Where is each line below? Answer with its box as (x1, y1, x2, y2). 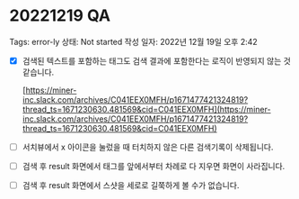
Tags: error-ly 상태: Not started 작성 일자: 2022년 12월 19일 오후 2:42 (9, 36, 258, 47)
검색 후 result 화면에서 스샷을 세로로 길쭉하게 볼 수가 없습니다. (22, 180, 240, 191)
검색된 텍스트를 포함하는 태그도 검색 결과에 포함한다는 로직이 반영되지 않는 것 (22, 55, 292, 66)
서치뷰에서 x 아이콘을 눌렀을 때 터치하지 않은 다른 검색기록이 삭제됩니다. (22, 141, 274, 152)
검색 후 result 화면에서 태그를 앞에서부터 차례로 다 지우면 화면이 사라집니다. (22, 161, 286, 172)
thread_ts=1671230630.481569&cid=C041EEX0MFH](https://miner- (22, 104, 271, 114)
